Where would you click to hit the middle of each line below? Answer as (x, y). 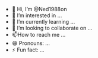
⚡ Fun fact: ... (28, 50)
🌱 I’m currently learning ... (43, 22)
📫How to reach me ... (39, 35)
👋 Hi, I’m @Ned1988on (39, 9)
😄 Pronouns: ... (31, 43)
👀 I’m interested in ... (37, 15)
